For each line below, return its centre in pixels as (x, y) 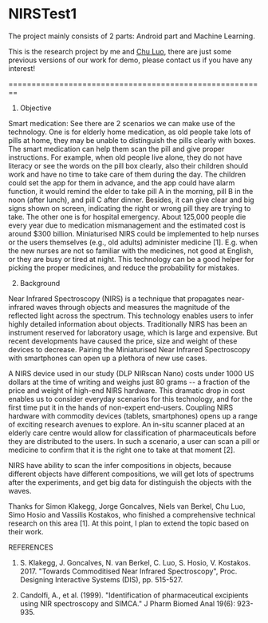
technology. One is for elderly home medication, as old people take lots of (130, 132)
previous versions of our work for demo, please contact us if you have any (130, 60)
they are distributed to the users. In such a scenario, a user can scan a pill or (134, 441)
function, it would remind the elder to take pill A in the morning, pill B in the (131, 191)
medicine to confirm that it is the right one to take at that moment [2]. (122, 450)
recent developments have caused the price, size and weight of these (123, 341)
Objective (35, 108)
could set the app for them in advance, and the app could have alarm (122, 183)
